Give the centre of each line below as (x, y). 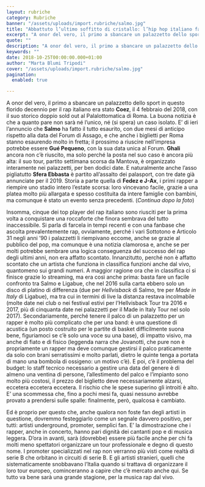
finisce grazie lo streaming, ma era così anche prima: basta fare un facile (98, 277)
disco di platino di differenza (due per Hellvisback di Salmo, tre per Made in (101, 290)
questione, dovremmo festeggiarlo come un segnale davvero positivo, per (99, 419)
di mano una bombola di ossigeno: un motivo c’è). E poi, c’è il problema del (100, 362)
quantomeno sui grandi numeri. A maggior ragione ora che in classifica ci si (101, 271)
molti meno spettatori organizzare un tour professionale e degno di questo (100, 445)
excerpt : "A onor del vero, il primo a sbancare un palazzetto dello (97, 35)
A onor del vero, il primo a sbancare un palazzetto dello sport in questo (95, 103)
